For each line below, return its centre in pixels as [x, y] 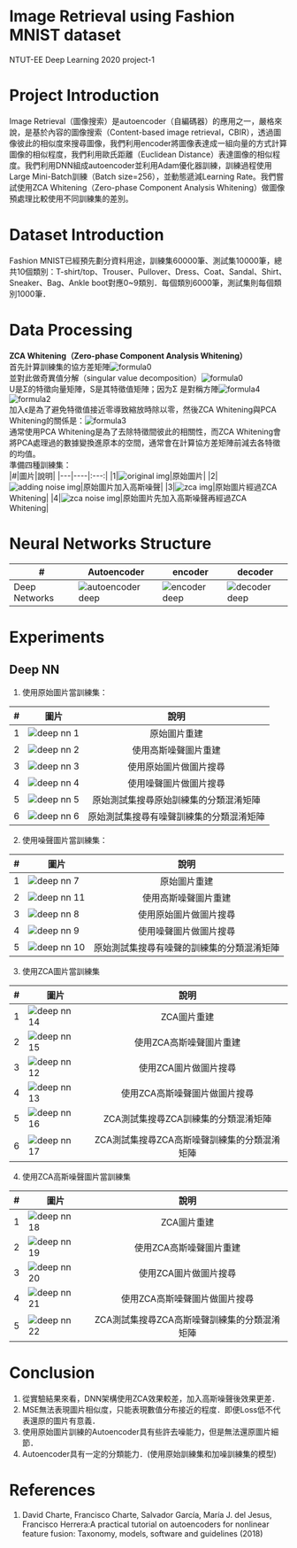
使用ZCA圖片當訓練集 [61, 971]
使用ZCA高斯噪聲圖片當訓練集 [76, 1176]
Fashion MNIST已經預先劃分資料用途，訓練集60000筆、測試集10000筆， [142, 260]
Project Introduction [84, 96]
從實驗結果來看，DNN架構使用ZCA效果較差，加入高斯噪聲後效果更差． [151, 1398]
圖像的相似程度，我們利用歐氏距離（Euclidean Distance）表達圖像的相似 [141, 154]
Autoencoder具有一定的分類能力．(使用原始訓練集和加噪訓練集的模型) [149, 1453]
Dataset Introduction [87, 235]
